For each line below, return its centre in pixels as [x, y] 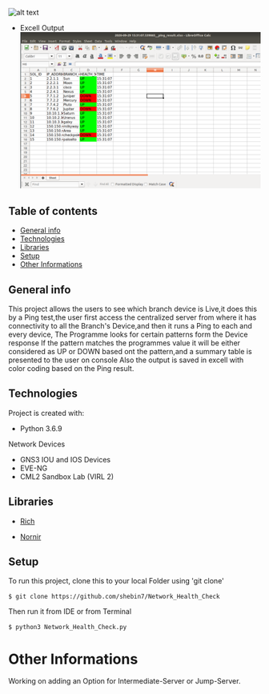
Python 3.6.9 [41, 428]
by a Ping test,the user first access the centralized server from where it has [132, 317]
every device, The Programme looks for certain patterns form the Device [128, 334]
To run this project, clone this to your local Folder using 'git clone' [116, 581]
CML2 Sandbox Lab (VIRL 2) [67, 476]
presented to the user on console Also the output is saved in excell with [126, 360]
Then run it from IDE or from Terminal [70, 611]
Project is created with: [46, 413]
